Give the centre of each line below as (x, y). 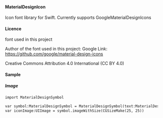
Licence (13, 29)
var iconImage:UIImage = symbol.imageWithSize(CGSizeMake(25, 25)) (75, 111)
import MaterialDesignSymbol (34, 97)
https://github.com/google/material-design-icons (54, 54)
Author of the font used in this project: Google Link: (56, 49)
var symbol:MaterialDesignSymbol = (41, 106)
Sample (13, 75)
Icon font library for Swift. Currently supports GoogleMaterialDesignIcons (78, 17)
